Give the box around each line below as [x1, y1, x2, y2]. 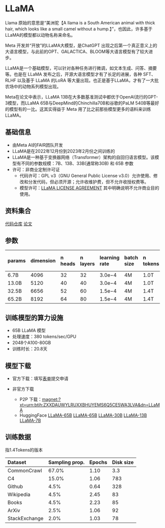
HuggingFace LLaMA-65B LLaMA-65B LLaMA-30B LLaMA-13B [19, 412, 147, 418]
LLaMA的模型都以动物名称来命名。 [5, 32, 75, 38]
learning [99, 254, 120, 261]
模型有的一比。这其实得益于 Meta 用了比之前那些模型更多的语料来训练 [9, 106, 151, 112]
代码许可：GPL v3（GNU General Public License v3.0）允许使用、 [19, 173, 154, 178]
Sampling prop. [48, 459, 85, 466]
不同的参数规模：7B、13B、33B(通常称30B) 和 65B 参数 [21, 160, 134, 166]
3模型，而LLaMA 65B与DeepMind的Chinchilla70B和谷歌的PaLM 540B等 [5, 100, 151, 106]
